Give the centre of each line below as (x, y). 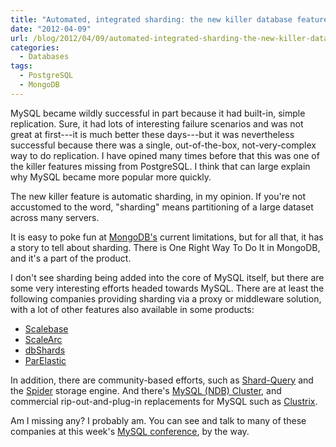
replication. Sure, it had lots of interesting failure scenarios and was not (157, 123)
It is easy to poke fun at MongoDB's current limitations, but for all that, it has (167, 237)
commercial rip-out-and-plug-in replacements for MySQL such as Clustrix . (164, 401)
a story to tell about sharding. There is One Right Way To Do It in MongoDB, (165, 247)
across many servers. (55, 217)
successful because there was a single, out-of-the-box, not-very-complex (163, 145)
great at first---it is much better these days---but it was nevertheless (152, 134)
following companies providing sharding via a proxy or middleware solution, (166, 298)
